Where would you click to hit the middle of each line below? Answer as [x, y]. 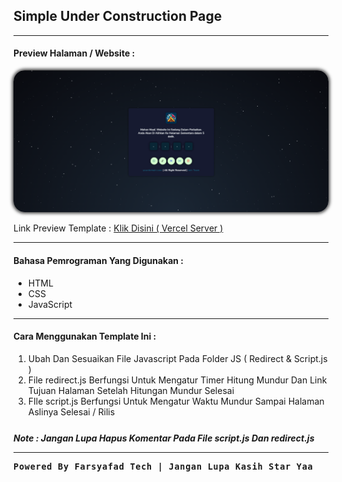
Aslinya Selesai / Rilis [71, 411]
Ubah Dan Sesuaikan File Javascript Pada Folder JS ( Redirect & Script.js [177, 358]
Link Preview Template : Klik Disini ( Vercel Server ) [118, 228]
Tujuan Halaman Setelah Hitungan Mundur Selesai [131, 390]
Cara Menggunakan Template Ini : [85, 336]
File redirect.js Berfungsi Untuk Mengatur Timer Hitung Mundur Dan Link [177, 380]
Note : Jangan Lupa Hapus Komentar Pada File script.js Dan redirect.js [164, 438]
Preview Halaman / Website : [74, 53]
